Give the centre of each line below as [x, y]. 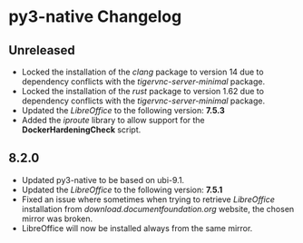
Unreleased [42, 50]
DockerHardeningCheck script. [81, 130]
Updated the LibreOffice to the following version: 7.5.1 [122, 190]
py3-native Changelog [95, 17]
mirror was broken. [57, 219]
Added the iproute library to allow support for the [113, 120]
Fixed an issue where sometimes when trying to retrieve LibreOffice [148, 199]
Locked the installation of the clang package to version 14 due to [142, 72]
